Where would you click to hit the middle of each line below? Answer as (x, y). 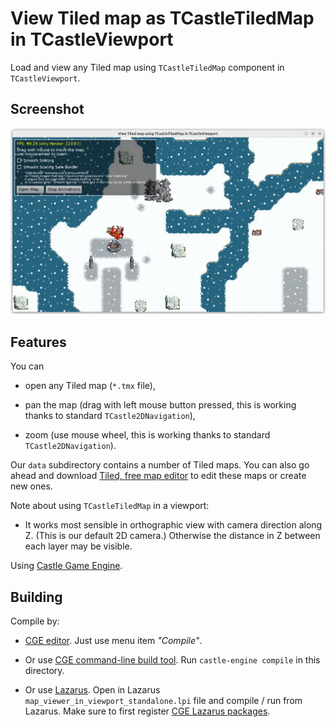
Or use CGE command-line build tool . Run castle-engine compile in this (172, 659)
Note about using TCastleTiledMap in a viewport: (110, 506)
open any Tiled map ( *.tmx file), (90, 386)
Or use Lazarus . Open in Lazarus (92, 689)
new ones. (31, 486)
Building (36, 597)
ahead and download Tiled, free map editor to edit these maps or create (158, 476)
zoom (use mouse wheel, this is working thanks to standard (147, 435)
